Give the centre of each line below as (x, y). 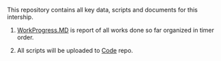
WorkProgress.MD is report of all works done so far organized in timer (116, 30)
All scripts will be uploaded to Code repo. (75, 50)
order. (25, 37)
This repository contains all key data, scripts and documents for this (102, 10)
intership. (20, 17)
